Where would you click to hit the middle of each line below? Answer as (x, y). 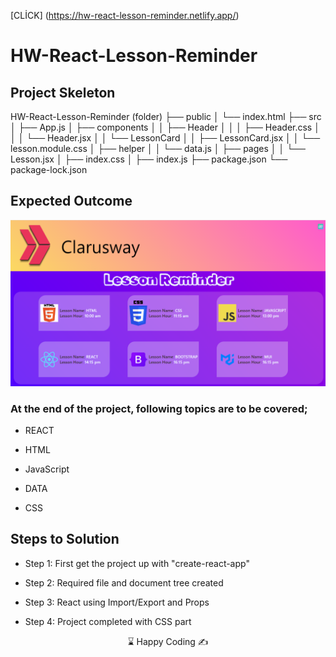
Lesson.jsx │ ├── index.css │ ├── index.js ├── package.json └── (149, 159)
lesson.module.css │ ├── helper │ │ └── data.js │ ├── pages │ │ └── (158, 148)
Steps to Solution (65, 539)
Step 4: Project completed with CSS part (108, 621)
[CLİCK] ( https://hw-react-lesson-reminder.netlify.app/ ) (125, 15)
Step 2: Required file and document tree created (124, 582)
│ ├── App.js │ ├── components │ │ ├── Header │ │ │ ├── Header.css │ (165, 127)
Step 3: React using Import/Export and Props (117, 602)
